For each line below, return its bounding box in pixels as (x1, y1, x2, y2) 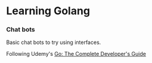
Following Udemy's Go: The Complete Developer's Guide (6, 51, 146, 58)
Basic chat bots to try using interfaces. (6, 39, 101, 46)
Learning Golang (6, 4, 91, 18)
